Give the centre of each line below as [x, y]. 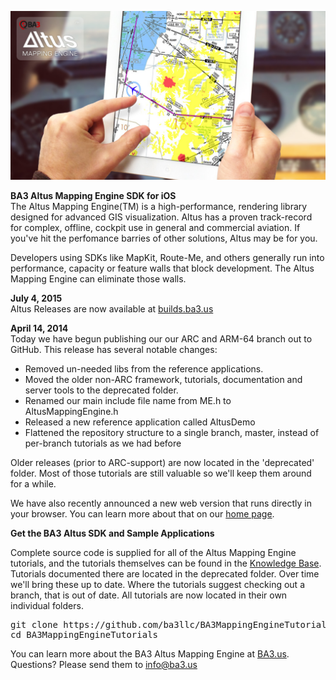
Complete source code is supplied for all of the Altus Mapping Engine [153, 552]
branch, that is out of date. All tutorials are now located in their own [149, 595]
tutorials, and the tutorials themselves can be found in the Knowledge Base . [166, 563]
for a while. [33, 483]
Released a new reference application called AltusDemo [140, 422]
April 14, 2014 [39, 328]
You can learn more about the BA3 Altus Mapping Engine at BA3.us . [150, 653]
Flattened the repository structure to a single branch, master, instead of [172, 432]
